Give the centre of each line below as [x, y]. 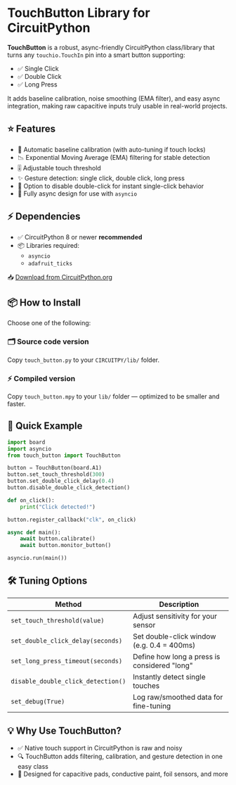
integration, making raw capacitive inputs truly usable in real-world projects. [118, 106]
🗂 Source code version [48, 341]
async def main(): [34, 532]
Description [179, 604]
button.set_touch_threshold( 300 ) [56, 475]
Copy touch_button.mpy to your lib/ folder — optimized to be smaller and [113, 396]
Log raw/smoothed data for [178, 697]
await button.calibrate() [58, 539]
